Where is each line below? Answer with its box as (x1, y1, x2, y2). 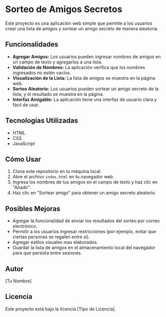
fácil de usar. (12, 102, 39, 108)
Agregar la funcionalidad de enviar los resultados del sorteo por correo (12, 218, 160, 224)
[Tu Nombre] (5, 278, 32, 284)
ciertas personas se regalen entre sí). (12, 234, 90, 240)
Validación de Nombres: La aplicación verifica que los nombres (12, 64, 145, 70)
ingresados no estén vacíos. (12, 70, 71, 76)
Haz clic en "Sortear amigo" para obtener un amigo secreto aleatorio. (12, 190, 156, 196)
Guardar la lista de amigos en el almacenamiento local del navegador (12, 244, 156, 250)
